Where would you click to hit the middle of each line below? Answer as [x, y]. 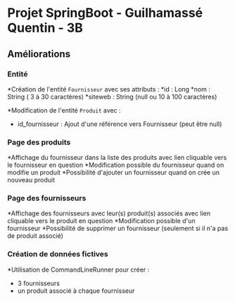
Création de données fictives [58, 254]
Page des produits [39, 142]
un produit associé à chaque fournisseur [76, 291]
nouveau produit [31, 180]
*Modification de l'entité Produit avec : [64, 110]
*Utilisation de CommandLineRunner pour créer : [78, 270]
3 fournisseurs [38, 283]
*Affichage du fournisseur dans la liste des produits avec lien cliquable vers [117, 158]
